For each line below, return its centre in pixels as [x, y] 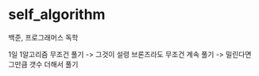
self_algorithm [57, 15]
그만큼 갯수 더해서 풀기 [43, 64]
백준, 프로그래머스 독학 [43, 37]
